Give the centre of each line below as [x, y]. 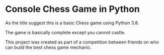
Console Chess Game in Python [72, 9]
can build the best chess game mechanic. [49, 47]
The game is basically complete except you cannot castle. [65, 32]
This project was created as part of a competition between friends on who [82, 42]
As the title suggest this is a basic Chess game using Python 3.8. [72, 23]
